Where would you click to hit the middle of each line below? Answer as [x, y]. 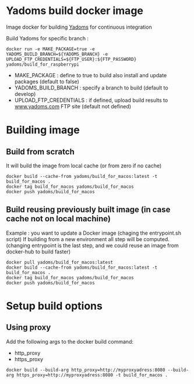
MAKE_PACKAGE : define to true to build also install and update [91, 75]
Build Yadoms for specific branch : [47, 38]
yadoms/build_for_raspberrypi [43, 64]
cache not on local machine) [58, 219]
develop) [25, 94]
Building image [43, 130]
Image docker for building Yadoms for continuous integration [79, 27]
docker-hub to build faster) [38, 251]
